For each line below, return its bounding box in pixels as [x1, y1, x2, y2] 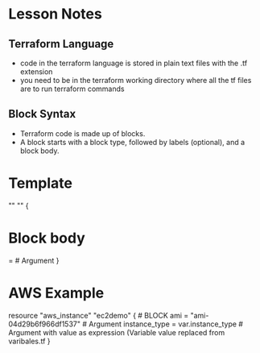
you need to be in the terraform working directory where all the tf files [19, 76, 252, 85]
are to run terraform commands [19, 84, 125, 93]
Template [8, 174, 72, 192]
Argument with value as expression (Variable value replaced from [8, 327, 225, 337]
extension [19, 67, 53, 77]
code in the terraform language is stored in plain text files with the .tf [19, 58, 248, 68]
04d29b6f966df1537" [8, 319, 80, 329]
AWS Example [8, 284, 105, 302]
